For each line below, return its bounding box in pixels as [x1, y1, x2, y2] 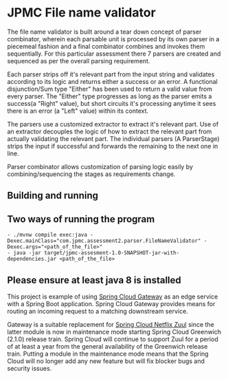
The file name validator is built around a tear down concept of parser [7, 28, 202, 36]
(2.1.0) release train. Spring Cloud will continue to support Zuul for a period [7, 335, 218, 343]
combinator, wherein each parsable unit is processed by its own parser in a [7, 34, 220, 43]
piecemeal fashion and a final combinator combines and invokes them [7, 42, 205, 50]
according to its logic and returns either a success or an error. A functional [7, 77, 218, 85]
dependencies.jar [7, 256, 57, 263]
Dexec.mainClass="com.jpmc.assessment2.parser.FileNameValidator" [7, 237, 201, 245]
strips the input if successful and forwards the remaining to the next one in [7, 142, 218, 150]
